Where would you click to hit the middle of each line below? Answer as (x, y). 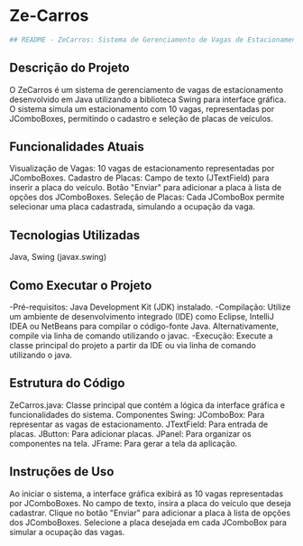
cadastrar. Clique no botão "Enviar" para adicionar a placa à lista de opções (150, 513)
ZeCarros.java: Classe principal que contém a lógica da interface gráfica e (147, 405)
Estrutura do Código (67, 383)
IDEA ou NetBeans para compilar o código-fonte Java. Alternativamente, (144, 327)
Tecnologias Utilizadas (75, 235)
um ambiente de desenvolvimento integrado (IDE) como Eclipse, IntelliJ (142, 317)
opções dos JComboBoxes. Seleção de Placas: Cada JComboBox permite (147, 197)
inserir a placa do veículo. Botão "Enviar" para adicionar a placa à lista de (146, 188)
